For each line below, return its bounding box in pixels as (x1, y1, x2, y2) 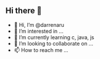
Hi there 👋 (5, 6, 42, 16)
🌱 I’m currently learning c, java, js (13, 33, 95, 41)
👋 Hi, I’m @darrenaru (13, 21, 65, 28)
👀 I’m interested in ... (13, 27, 64, 34)
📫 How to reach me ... (13, 46, 68, 53)
